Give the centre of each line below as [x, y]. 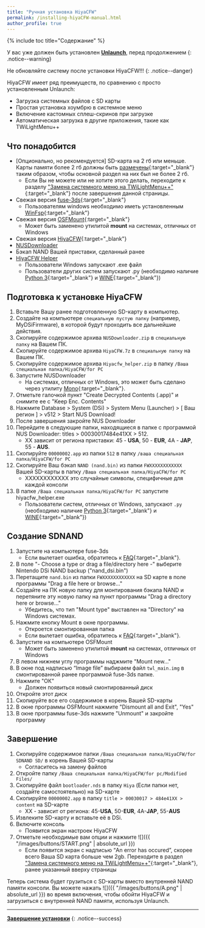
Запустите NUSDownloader [51, 375]
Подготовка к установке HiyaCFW [75, 297]
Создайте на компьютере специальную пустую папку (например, [98, 318]
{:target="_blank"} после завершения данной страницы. [97, 194]
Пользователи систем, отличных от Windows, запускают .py [103, 504]
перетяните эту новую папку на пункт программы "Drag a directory [103, 596]
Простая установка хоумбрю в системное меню [79, 108]
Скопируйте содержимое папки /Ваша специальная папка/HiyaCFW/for [106, 754]
